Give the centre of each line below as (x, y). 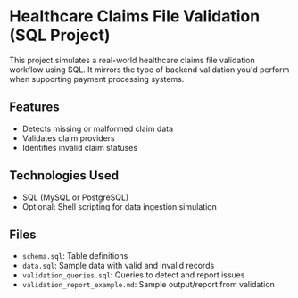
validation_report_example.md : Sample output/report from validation (148, 285)
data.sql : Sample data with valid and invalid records (118, 266)
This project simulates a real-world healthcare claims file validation (132, 60)
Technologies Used (64, 176)
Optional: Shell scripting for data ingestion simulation (119, 206)
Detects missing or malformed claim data (98, 128)
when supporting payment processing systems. (97, 79)
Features (34, 108)
